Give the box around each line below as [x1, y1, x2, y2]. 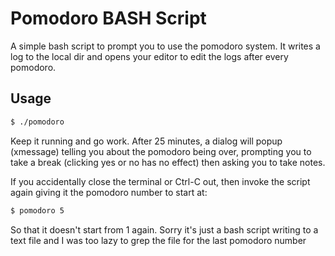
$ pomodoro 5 [10, 205, 65, 216]
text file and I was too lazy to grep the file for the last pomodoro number [10, 234, 307, 246]
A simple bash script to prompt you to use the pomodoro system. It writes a [10, 40, 321, 52]
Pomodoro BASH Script [10, 7, 207, 30]
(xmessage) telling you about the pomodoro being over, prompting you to [10, 145, 312, 157]
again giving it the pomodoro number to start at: [10, 186, 208, 198]
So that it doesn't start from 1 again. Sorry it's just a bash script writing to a [10, 223, 319, 236]
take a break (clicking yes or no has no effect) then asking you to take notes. [10, 156, 326, 168]
